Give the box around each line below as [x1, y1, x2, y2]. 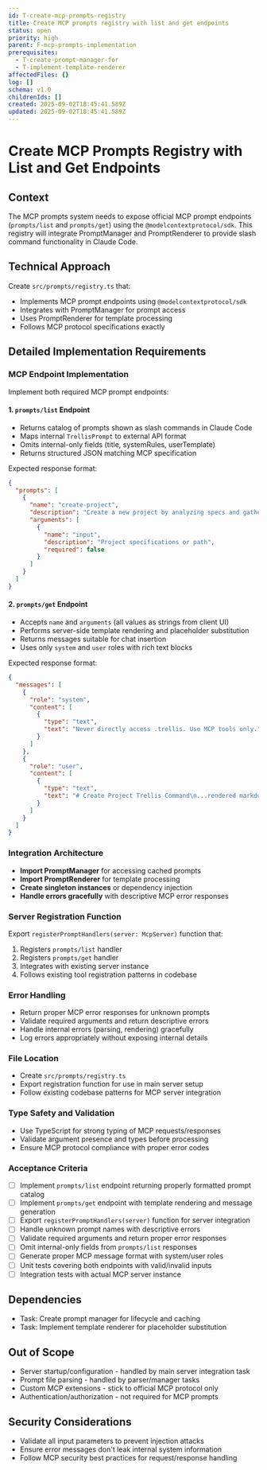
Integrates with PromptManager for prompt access [19, 305, 186, 314]
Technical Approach [8, 260, 111, 274]
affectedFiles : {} [8, 71, 69, 79]
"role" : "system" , [29, 695, 91, 704]
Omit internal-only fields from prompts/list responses [19, 1242, 197, 1252]
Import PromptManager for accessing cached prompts [19, 865, 201, 875]
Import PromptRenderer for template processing [19, 874, 180, 884]
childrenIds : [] [8, 93, 62, 101]
